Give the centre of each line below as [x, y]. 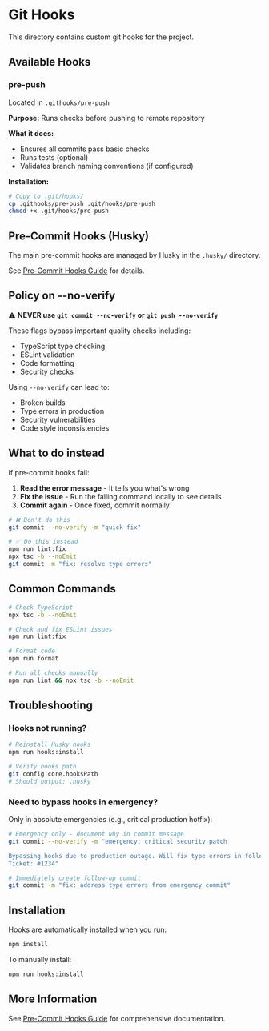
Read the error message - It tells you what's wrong [104, 488]
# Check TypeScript [41, 607]
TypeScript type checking [62, 346]
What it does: [31, 133]
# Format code [32, 651]
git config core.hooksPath [53, 774]
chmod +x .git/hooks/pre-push [59, 211]
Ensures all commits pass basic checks [84, 149]
